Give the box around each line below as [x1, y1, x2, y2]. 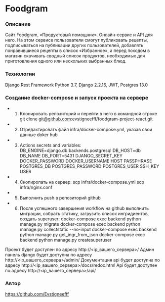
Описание [5, 21, 31, 28]
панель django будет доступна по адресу [5, 252, 92, 258]
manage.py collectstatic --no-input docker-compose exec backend [19, 226, 157, 233]
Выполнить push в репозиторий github [19, 195, 101, 201]
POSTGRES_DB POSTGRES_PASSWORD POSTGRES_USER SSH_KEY [19, 163, 160, 169]
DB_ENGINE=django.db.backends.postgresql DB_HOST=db [19, 148, 141, 153]
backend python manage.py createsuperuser [19, 237, 112, 243]
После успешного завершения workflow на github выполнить [19, 205, 149, 211]
